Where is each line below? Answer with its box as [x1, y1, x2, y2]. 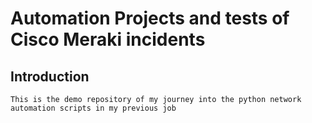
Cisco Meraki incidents [10, 28, 206, 51]
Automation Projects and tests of [10, 7, 290, 30]
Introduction [10, 68, 90, 85]
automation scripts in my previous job [10, 103, 177, 113]
